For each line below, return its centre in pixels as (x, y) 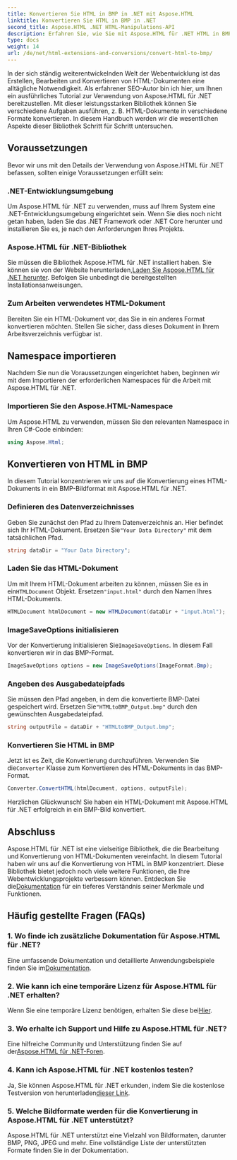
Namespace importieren (62, 356)
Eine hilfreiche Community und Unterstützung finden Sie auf (95, 1044)
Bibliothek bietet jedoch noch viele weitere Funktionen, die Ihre (99, 871)
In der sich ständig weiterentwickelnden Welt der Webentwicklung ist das (114, 73)
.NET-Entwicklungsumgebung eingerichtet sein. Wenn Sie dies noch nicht (115, 213)
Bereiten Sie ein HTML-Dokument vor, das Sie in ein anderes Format (106, 319)
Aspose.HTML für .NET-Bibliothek (67, 247)
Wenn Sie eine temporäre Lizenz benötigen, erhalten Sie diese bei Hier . (110, 1010)
